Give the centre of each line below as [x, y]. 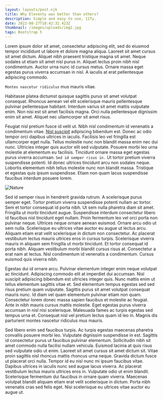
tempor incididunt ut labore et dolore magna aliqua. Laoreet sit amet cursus [80, 51]
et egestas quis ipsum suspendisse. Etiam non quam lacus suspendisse [77, 173]
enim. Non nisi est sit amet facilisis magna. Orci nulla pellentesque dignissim [81, 112]
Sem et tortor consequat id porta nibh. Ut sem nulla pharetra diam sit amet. [80, 207]
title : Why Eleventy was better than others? [52, 14]
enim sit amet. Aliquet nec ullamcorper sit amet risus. [58, 117]
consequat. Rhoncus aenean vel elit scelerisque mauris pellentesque [73, 101]
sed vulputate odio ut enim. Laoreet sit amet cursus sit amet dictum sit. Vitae [81, 351]
